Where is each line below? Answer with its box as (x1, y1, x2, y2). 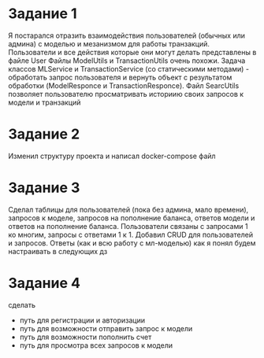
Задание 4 (8, 275, 81, 292)
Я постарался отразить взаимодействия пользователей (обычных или (8, 31, 246, 40)
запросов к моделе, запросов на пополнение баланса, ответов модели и (8, 213, 255, 223)
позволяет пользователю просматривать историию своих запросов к (8, 89, 244, 98)
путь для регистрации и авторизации (19, 316, 146, 325)
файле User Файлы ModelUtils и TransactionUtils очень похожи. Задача (8, 56, 246, 65)
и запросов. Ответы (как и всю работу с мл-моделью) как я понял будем (8, 238, 256, 248)
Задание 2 (8, 125, 80, 143)
